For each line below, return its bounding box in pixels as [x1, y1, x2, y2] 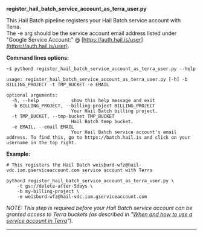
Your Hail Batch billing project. [71, 108, 158, 114]
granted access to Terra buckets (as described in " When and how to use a [6, 211, 193, 218]
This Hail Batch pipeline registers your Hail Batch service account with [6, 17, 181, 24]
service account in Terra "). [6, 217, 74, 224]
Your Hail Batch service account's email [71, 129, 177, 135]
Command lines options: [6, 54, 69, 61]
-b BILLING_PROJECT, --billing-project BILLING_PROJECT [11, 103, 155, 109]
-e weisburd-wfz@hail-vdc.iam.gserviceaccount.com [17, 194, 147, 200]
